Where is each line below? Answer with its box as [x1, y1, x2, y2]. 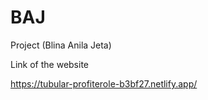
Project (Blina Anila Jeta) [10, 39, 112, 51]
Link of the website [10, 58, 89, 70]
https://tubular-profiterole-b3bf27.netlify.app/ [10, 77, 198, 90]
